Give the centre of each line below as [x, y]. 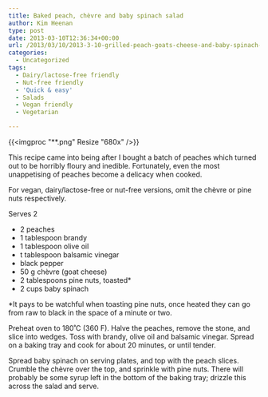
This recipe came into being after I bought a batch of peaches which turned [132, 157]
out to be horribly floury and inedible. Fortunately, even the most [114, 166]
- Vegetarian [37, 113]
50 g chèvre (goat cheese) [63, 272]
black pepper [41, 263]
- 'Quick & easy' [44, 90]
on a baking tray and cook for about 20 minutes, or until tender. [112, 345]
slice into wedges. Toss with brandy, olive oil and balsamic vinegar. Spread [131, 337]
